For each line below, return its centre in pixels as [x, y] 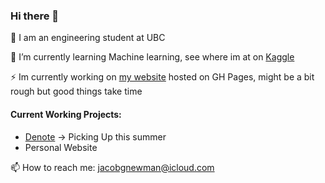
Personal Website [61, 147]
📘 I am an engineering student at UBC [88, 38]
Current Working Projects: [66, 114]
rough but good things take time [76, 91]
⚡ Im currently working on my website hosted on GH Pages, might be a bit [162, 77]
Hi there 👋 [35, 16]
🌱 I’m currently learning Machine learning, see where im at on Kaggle [152, 57]
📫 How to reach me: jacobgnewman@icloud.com [112, 167]
